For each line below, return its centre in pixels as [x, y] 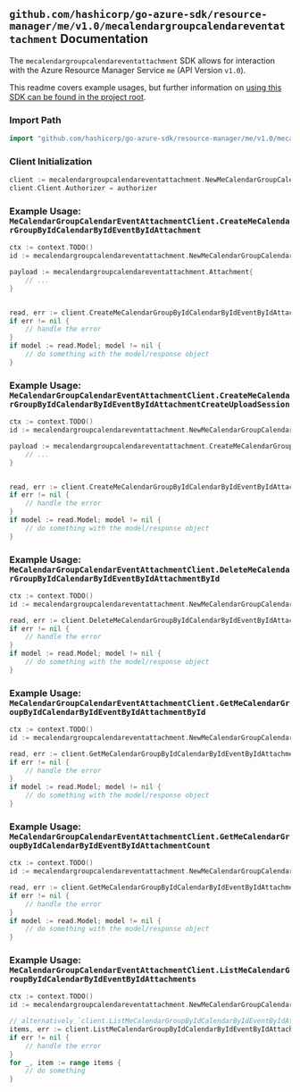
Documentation [104, 39]
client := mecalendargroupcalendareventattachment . [107, 180]
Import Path [35, 120]
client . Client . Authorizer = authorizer [83, 189]
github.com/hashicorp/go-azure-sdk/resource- [138, 15]
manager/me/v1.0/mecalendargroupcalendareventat [147, 26]
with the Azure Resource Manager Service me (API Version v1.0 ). [128, 70]
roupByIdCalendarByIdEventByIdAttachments [103, 979]
